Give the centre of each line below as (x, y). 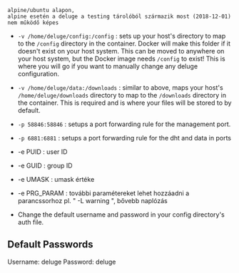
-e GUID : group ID (45, 165)
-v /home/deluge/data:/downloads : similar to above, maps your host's (120, 88)
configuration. (38, 74)
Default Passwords (51, 245)
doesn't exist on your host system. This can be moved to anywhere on (121, 51)
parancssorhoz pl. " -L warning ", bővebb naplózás (92, 201)
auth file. (31, 222)
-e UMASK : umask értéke (56, 179)
